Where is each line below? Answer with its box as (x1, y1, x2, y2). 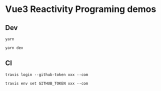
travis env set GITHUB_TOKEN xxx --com (5, 81, 88, 86)
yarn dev (5, 45, 23, 50)
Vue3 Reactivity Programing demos (5, 3, 156, 15)
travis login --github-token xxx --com (5, 72, 88, 77)
